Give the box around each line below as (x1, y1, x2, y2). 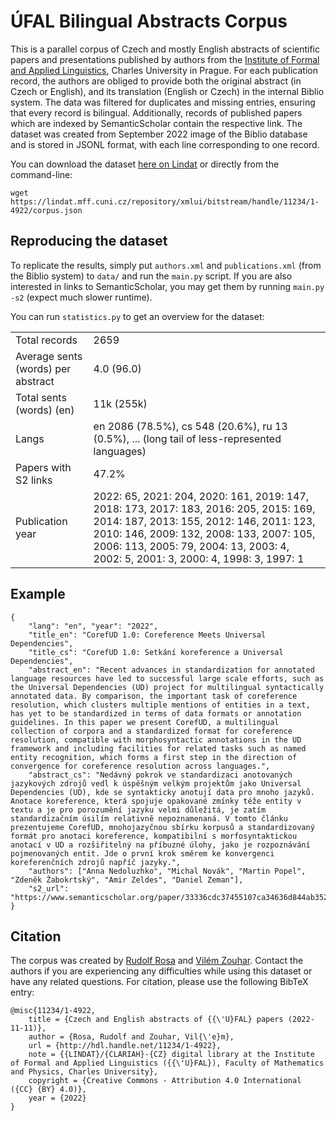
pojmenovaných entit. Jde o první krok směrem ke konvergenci (10, 848, 275, 859)
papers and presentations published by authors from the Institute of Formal (10, 53, 320, 65)
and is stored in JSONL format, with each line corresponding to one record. (10, 138, 320, 150)
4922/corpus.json (10, 205, 83, 215)
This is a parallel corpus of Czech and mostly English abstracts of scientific (10, 43, 320, 55)
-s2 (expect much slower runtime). (10, 291, 153, 303)
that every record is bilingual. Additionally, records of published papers (10, 106, 303, 119)
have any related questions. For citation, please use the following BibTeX (10, 976, 309, 988)
